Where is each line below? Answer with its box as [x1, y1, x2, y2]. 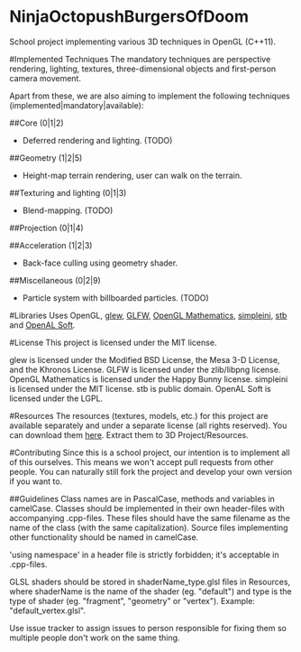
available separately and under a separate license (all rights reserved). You [9, 420, 287, 431]
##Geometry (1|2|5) [9, 152, 83, 163]
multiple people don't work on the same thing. [9, 632, 180, 643]
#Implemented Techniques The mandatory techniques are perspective [9, 53, 271, 64]
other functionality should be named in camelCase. [9, 531, 199, 543]
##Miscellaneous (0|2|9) [9, 275, 101, 285]
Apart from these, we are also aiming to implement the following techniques [9, 90, 290, 101]
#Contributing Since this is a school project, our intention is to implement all [9, 447, 290, 458]
